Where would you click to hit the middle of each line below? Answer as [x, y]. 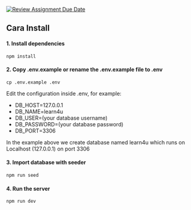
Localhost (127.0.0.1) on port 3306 [48, 149]
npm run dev [21, 202]
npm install [21, 56]
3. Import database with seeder [46, 162]
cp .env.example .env [33, 82]
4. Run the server [28, 188]
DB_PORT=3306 [35, 131]
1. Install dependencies [35, 43]
